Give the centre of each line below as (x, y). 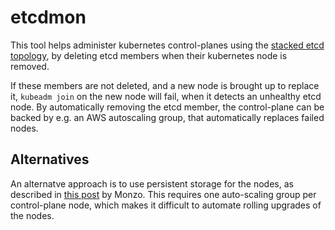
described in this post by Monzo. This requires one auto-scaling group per (163, 194)
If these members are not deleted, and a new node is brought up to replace (165, 85)
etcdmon (48, 17)
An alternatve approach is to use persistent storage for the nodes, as (152, 183)
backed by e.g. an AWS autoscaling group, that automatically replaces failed (167, 117)
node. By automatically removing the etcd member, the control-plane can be (167, 107)
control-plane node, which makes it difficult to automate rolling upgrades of (166, 205)
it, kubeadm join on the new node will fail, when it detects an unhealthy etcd (166, 96)
